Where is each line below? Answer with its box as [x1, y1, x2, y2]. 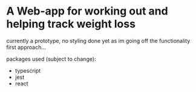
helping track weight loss [6, 17, 136, 31]
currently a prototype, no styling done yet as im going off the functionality [6, 37, 191, 44]
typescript [15, 67, 41, 74]
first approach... [6, 44, 47, 51]
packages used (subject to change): [6, 55, 96, 62]
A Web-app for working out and [6, 4, 168, 18]
